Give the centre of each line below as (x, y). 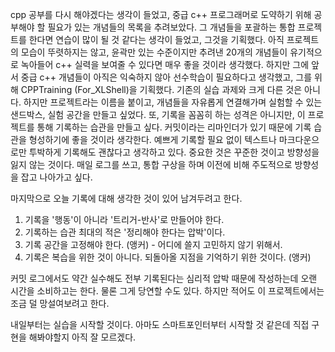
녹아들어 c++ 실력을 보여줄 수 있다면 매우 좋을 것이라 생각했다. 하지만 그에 (165, 64)
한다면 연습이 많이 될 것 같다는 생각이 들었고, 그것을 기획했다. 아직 (156, 39)
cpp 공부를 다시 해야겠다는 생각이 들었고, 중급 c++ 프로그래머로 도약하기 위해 (161, 14)
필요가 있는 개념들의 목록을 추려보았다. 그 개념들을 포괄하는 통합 (171, 27)
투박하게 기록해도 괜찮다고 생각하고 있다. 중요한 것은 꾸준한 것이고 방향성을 (174, 152)
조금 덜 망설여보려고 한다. (60, 303)
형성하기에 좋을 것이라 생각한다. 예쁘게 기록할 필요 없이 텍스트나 (152, 139)
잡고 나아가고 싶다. (56, 177)
